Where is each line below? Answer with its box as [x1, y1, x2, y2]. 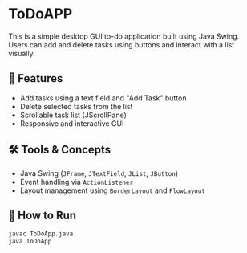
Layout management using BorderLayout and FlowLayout [19, 186, 206, 195]
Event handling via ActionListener [19, 177, 134, 186]
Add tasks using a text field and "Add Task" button [19, 93, 187, 103]
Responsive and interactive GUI [19, 118, 124, 129]
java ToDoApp [8, 238, 52, 246]
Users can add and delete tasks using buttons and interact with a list [8, 39, 235, 49]
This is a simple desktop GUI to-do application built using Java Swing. [8, 31, 240, 41]
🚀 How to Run [8, 208, 77, 222]
